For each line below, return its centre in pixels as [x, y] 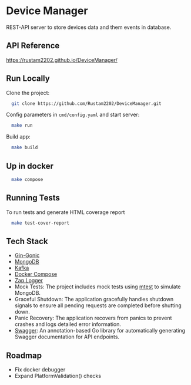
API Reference [33, 46]
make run [22, 126]
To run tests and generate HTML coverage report [66, 212]
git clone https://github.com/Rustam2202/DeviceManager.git [86, 103]
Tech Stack [27, 241]
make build [25, 148]
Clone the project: [28, 93]
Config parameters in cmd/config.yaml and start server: [73, 115]
